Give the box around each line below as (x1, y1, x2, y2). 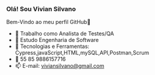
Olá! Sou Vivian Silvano (6, 5, 77, 13)
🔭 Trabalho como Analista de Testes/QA (14, 30, 115, 37)
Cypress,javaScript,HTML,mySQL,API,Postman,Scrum (14, 49, 150, 56)
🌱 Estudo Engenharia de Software (14, 37, 99, 44)
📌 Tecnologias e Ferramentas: (14, 43, 89, 50)
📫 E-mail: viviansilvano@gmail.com (14, 62, 104, 70)
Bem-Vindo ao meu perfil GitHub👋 (6, 19, 91, 26)
